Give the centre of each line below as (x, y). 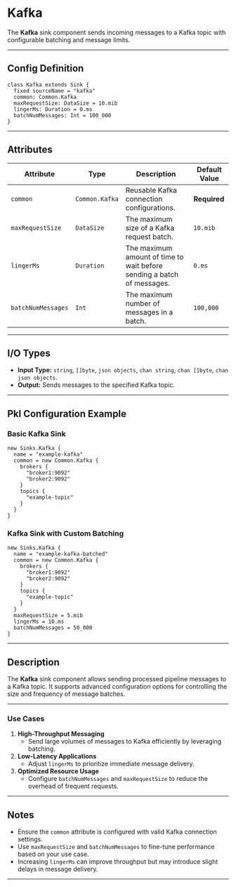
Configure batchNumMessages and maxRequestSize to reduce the (118, 779)
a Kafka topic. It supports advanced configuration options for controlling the (117, 687)
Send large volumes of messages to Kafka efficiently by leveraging (125, 742)
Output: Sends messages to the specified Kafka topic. (96, 385)
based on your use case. (53, 854)
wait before (144, 265)
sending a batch (152, 274)
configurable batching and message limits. (69, 39)
